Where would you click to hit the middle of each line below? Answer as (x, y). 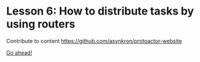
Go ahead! (19, 52)
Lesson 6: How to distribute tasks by (100, 11)
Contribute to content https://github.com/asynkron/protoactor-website (94, 41)
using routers (41, 24)
